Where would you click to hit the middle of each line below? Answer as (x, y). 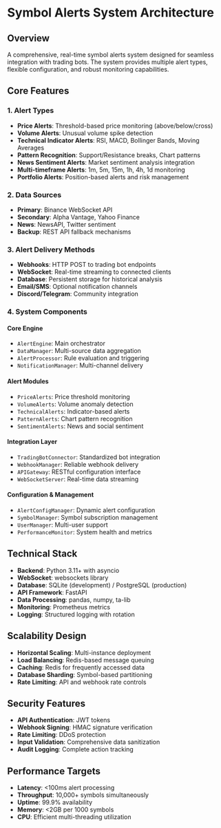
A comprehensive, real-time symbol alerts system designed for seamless (111, 54)
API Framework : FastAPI (52, 592)
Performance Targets (54, 771)
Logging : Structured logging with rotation (76, 614)
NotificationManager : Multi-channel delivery (80, 365)
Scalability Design (47, 636)
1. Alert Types (31, 110)
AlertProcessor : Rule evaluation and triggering (83, 358)
